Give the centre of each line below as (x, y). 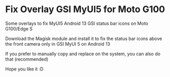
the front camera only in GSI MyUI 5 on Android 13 (58, 44)
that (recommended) (27, 59)
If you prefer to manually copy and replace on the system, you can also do (83, 54)
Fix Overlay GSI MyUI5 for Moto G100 (85, 9)
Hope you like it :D (24, 69)
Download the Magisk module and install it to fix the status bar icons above (84, 38)
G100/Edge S (19, 28)
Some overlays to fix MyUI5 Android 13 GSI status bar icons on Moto (77, 23)
